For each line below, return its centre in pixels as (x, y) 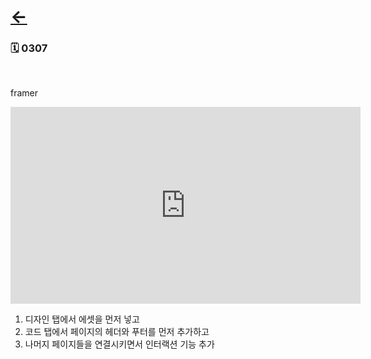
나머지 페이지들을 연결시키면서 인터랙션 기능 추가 (119, 344)
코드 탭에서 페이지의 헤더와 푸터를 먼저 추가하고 (117, 332)
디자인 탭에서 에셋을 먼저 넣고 (82, 319)
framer (24, 93)
